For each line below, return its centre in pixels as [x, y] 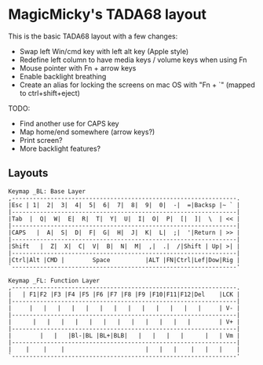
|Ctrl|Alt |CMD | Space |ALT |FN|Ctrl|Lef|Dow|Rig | [124, 260]
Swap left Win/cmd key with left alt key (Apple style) [104, 51]
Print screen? [41, 140]
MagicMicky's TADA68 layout [107, 15]
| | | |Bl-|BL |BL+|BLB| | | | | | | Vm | [124, 335]
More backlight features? [60, 148]
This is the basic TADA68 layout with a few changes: [93, 36]
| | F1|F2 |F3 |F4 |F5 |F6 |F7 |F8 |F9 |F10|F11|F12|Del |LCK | [124, 294]
